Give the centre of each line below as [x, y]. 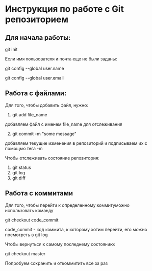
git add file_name [30, 114]
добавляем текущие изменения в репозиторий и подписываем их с [76, 143]
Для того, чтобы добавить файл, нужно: [47, 105]
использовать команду [29, 210]
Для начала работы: [38, 38]
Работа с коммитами [39, 193]
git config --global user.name [35, 68]
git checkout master [25, 253]
